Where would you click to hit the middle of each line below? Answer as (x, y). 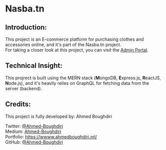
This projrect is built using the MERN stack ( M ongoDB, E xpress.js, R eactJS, (83, 78)
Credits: (18, 104)
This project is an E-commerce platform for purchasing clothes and (74, 39)
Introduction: (26, 27)
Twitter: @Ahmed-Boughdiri (34, 126)
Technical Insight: (34, 66)
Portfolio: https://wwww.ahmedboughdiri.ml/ (51, 136)
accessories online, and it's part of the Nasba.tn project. (63, 45)
